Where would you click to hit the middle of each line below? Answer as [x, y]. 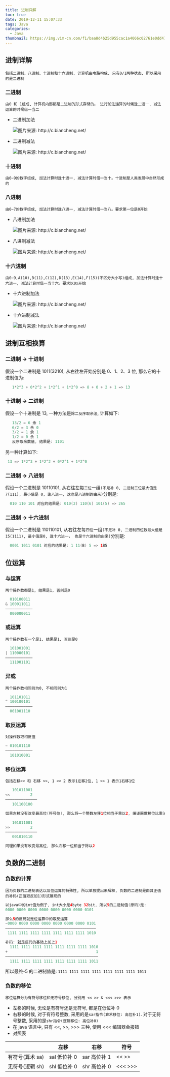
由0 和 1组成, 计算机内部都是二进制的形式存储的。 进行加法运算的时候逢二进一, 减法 [83, 104]
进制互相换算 [25, 343]
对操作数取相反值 [20, 737]
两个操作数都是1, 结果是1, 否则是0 [38, 590]
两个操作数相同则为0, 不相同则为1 [36, 688]
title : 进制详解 [21, 10]
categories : [18, 29]
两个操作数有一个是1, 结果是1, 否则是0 [41, 639]
